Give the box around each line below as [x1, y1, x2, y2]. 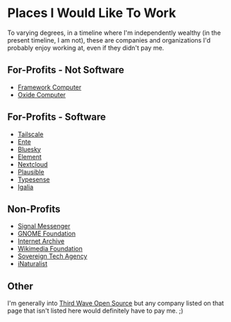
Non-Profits [7, 203, 61, 215]
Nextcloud [17, 160, 48, 168]
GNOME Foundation [17, 229, 76, 238]
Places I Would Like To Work [7, 5, 177, 21]
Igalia [17, 182, 34, 191]
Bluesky [17, 145, 41, 153]
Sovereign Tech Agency [17, 252, 88, 260]
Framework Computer [17, 83, 82, 91]
